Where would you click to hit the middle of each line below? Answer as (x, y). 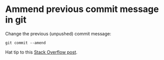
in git (16, 20)
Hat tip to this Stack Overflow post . (41, 52)
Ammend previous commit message (82, 9)
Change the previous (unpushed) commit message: (58, 33)
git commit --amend (26, 43)
